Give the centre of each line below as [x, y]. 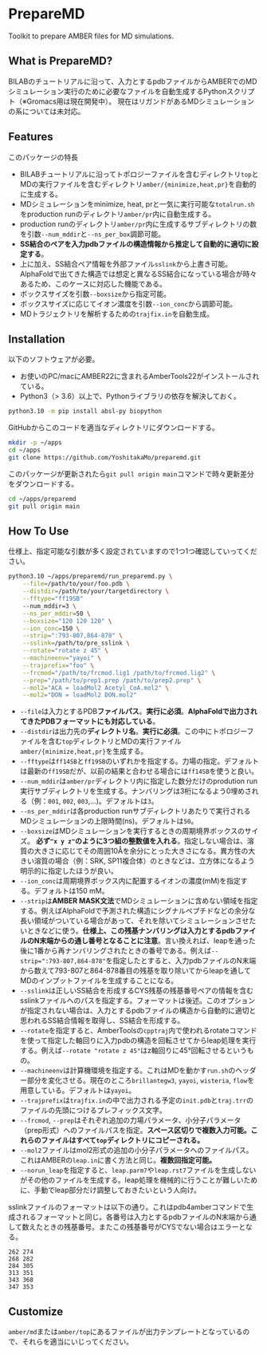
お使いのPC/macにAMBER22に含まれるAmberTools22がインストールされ [139, 377]
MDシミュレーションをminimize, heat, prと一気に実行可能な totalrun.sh [137, 203]
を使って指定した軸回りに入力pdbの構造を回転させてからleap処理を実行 [138, 1040]
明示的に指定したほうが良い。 [69, 871]
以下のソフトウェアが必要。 [54, 359]
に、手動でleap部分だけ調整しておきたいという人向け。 [110, 1190]
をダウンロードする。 [43, 484]
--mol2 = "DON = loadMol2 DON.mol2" [80, 695]
